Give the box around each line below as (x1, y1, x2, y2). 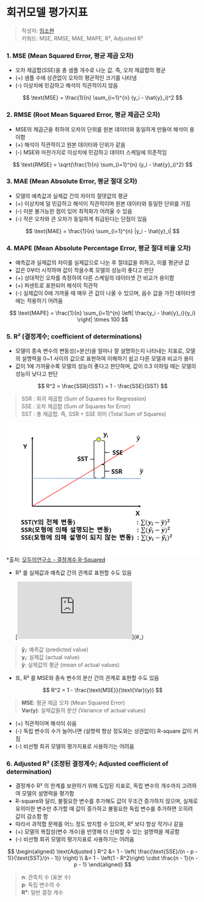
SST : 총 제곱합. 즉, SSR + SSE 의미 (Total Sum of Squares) (21, 411, 167, 418)
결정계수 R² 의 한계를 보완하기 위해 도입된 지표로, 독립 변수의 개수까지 (15, 782, 181, 789)
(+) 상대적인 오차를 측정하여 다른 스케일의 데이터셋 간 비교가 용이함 (15, 274, 175, 281)
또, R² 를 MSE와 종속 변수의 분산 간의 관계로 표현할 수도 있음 (15, 674, 159, 681)
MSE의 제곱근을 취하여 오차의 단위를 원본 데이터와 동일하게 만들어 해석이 (15, 125, 188, 133)
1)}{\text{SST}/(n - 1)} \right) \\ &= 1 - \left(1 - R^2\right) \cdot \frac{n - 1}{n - (7, 854, 199, 862)
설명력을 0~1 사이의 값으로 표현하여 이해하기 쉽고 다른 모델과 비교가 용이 (21, 355, 194, 362)
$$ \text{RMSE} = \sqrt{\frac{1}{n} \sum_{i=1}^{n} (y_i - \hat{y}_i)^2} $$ (12, 160, 193, 168)
